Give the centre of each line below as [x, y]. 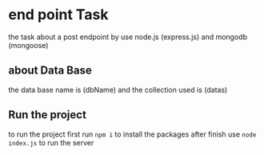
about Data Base [50, 71]
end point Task [58, 15]
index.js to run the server [51, 142]
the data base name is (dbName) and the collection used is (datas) [118, 89]
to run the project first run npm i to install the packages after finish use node [132, 134]
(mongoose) [28, 45]
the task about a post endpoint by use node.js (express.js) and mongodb [128, 37]
